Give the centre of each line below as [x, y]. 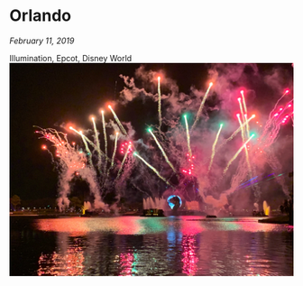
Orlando [41, 16]
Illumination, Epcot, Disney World [71, 58]
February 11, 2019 [42, 41]
